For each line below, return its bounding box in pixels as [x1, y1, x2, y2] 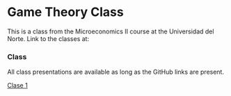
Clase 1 [7, 81, 28, 90]
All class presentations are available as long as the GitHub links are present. [7, 67, 225, 77]
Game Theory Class [7, 4, 124, 20]
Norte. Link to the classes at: [7, 34, 89, 42]
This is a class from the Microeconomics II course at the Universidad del [7, 27, 214, 35]
